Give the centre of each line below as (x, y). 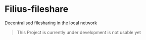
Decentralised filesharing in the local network (51, 23)
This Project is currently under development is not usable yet (79, 32)
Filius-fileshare (37, 9)
